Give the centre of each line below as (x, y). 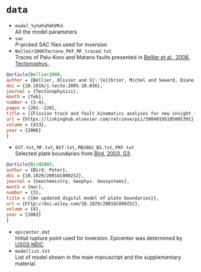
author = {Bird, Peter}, (37, 170)
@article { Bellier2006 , (34, 74)
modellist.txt (32, 252)
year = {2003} (24, 215)
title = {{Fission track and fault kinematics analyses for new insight (99, 114)
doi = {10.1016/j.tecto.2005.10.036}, (54, 86)
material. (26, 264)
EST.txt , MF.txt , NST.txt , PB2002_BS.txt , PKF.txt (74, 147)
